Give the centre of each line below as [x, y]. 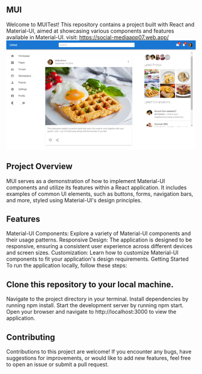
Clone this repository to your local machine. [90, 285]
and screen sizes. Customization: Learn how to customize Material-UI [92, 253]
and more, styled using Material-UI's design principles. [74, 200]
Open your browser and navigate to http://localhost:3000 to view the [91, 312]
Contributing [31, 337]
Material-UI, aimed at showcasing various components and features [90, 31]
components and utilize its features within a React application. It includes [96, 187]
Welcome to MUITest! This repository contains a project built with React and [100, 24]
